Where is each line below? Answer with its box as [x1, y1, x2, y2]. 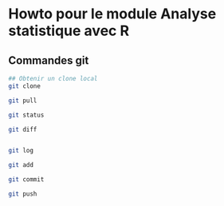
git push [8, 190, 37, 198]
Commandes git [8, 53, 89, 67]
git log [8, 147, 34, 155]
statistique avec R [8, 22, 130, 40]
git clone [8, 81, 41, 90]
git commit [8, 176, 45, 184]
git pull [8, 97, 37, 105]
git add [8, 161, 34, 169]
